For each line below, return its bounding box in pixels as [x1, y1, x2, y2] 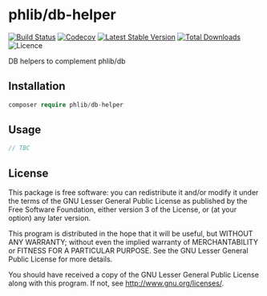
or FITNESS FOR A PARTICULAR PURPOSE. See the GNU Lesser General [8, 246, 249, 256]
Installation [8, 79, 66, 93]
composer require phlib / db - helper [8, 100, 124, 109]
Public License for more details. [8, 254, 113, 264]
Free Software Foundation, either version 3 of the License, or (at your [8, 205, 237, 214]
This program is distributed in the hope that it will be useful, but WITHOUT [8, 229, 253, 238]
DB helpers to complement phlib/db [8, 56, 126, 66]
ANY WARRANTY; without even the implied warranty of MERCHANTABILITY [8, 237, 259, 247]
